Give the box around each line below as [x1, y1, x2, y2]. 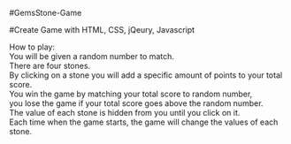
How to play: [9, 42, 56, 52]
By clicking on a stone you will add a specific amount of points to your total [9, 70, 283, 80]
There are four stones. [9, 61, 91, 71]
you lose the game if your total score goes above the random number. [9, 98, 264, 109]
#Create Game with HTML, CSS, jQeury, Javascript [9, 25, 195, 34]
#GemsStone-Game [9, 8, 82, 18]
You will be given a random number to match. [9, 51, 174, 61]
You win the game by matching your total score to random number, [9, 88, 253, 99]
